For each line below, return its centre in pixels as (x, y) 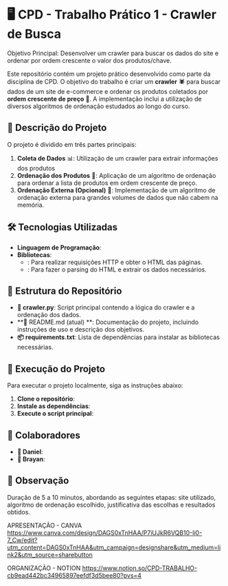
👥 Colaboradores (44, 435)
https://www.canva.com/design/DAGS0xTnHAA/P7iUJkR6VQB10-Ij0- (105, 532)
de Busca (34, 34)
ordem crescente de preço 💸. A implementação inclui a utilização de (104, 99)
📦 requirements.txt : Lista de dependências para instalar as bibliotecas (118, 337)
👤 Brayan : (31, 459)
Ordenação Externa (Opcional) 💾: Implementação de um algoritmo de (116, 190)
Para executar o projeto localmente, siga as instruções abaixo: (95, 385)
